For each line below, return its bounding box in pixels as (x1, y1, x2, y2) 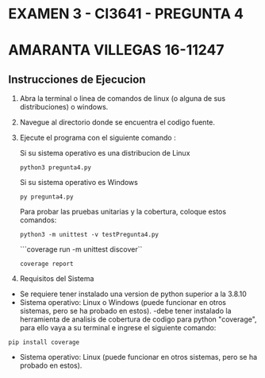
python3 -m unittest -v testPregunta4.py (19, 231, 159, 239)
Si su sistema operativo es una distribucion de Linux (19, 148, 190, 158)
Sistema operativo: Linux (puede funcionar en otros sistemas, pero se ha (19, 353, 258, 362)
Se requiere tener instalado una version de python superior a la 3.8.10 (19, 289, 248, 299)
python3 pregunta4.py (19, 164, 91, 172)
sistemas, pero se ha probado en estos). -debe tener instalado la (19, 307, 232, 316)
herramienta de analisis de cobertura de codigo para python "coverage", (19, 314, 257, 324)
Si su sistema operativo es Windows (19, 178, 139, 187)
